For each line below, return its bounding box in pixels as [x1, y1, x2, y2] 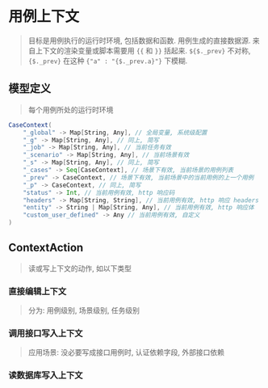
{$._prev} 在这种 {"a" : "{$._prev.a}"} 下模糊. [27, 56, 188, 65]
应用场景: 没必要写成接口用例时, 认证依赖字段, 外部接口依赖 [27, 348, 224, 357]
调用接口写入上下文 [8, 328, 83, 339]
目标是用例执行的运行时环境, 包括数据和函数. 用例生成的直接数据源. [27, 36, 251, 45]
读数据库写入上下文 [8, 369, 83, 381]
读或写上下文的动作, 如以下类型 [27, 264, 132, 273]
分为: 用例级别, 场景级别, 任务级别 [27, 306, 140, 315]
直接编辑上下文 [8, 285, 67, 297]
